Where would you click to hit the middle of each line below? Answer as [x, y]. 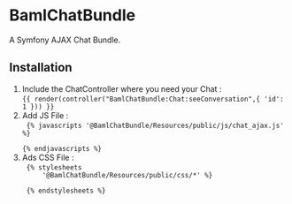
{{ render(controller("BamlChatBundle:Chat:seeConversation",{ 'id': [153, 99]
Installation [41, 68]
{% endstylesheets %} [66, 191]
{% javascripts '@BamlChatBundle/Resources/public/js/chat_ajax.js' [155, 125]
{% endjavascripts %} [61, 148]
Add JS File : [45, 115]
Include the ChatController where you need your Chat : [122, 88]
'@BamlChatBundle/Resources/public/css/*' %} [127, 175]
